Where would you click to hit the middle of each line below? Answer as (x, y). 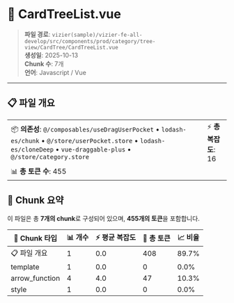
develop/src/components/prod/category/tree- (90, 41)
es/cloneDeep (32, 149)
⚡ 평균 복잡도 (116, 237)
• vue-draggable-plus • (93, 149)
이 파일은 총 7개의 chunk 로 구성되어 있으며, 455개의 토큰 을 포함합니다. (103, 218)
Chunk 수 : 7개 (44, 64)
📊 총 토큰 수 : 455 (39, 171)
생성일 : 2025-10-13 (51, 55)
